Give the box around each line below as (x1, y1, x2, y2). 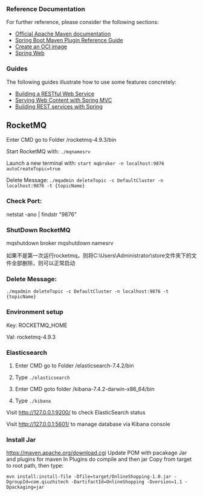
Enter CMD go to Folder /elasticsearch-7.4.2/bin (14, 361, 134, 369)
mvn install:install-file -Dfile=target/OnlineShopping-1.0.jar (6, 474, 172, 480)
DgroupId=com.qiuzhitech (6, 479, 69, 485)
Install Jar (6, 435, 36, 444)
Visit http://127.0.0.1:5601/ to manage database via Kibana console (6, 420, 170, 427)
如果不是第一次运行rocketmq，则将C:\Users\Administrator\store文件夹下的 (6, 252, 192, 259)
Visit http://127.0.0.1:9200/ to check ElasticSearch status (6, 409, 146, 416)
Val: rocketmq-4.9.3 (6, 333, 56, 340)
